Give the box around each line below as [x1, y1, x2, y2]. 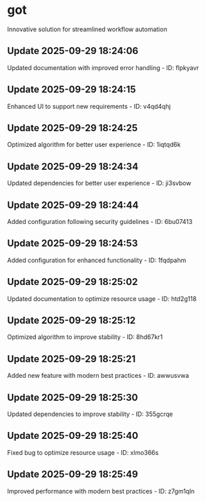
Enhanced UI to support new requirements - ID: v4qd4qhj [7, 102, 171, 110]
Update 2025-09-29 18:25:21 [7, 353, 136, 365]
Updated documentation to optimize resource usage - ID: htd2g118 [7, 294, 197, 303]
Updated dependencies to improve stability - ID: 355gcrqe [7, 410, 174, 418]
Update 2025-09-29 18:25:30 [7, 391, 138, 404]
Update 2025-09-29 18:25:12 [7, 315, 136, 327]
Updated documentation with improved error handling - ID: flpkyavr [7, 63, 199, 71]
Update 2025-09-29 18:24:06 [7, 45, 139, 57]
